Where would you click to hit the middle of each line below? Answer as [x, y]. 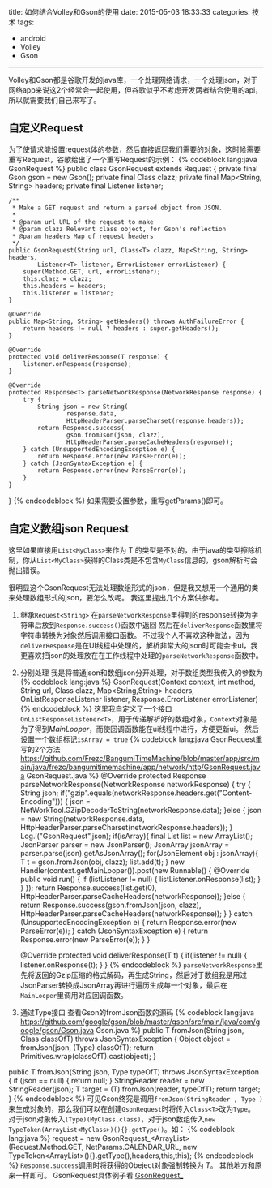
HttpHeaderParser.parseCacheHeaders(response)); [149, 442]
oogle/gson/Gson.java [57, 1030]
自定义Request [46, 128]
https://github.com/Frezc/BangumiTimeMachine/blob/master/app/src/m [140, 758]
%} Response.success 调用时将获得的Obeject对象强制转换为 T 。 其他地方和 [132, 1165]
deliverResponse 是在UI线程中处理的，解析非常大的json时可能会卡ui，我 [139, 645]
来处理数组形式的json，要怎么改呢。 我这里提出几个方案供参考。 [116, 597]
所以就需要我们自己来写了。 [55, 100]
